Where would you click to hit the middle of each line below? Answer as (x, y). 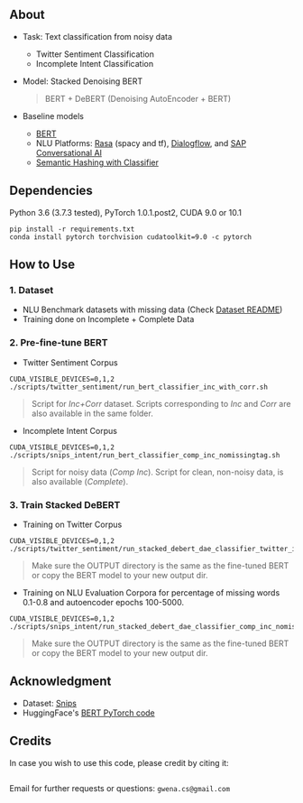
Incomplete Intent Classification (95, 63)
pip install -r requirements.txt (72, 229)
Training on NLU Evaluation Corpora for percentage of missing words (151, 592)
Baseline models (53, 115)
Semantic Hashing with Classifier (97, 162)
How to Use (42, 265)
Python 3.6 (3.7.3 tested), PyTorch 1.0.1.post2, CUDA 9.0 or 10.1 (125, 212)
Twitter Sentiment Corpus (70, 362)
